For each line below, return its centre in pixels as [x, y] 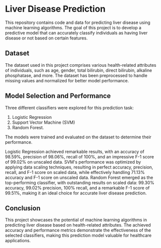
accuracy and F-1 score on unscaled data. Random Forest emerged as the [79, 177]
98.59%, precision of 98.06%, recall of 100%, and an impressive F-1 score [80, 156]
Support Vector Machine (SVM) [44, 122]
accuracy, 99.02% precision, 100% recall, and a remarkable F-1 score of [77, 188]
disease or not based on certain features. [46, 38]
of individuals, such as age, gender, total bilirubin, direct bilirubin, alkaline [79, 70]
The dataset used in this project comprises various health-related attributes [81, 65]
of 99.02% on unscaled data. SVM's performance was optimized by [73, 162]
